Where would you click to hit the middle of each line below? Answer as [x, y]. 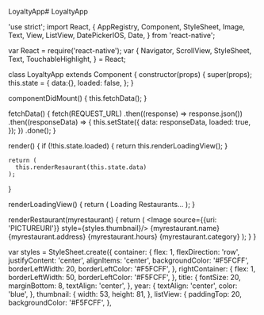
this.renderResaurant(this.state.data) [81, 167]
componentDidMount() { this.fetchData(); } [78, 98]
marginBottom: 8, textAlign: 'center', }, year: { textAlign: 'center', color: [123, 286]
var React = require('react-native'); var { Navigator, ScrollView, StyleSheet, [130, 50]
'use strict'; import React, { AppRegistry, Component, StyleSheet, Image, [127, 27]
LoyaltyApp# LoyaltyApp [48, 12]
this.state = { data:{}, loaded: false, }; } [71, 83]
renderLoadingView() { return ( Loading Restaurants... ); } [102, 204]
